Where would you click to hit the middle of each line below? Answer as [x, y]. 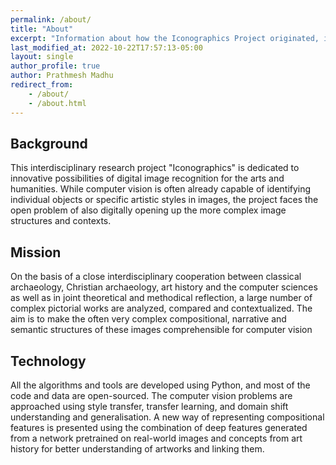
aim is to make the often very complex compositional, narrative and [148, 319]
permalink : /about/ [51, 19]
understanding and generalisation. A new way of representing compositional [167, 417]
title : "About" [42, 29]
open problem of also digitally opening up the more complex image [148, 210]
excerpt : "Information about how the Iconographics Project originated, [165, 38]
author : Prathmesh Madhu [62, 76]
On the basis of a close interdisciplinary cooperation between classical [156, 277]
